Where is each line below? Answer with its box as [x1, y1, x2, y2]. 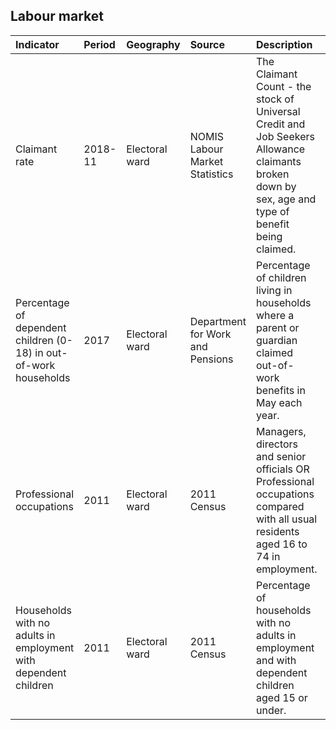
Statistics [189, 167, 234, 181]
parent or [256, 320, 300, 334]
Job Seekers [256, 129, 315, 143]
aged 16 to [256, 537, 308, 551]
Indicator [15, 37, 60, 51]
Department [189, 314, 247, 328]
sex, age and [256, 192, 317, 206]
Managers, [256, 424, 307, 438]
